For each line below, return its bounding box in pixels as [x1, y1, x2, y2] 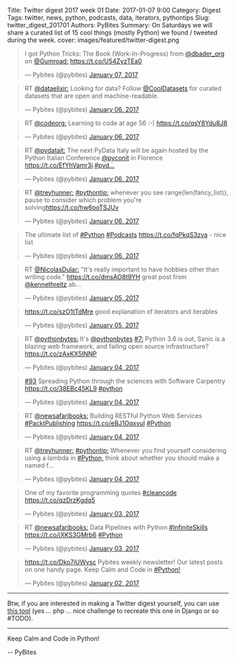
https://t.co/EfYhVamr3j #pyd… [24, 161, 114, 169]
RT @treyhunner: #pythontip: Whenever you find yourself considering [24, 446, 227, 454]
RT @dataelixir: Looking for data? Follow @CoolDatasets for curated [24, 84, 222, 92]
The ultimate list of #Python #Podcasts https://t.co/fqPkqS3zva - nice [24, 231, 227, 238]
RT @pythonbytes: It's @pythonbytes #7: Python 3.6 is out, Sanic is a [24, 335, 225, 343]
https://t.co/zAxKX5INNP [24, 349, 97, 358]
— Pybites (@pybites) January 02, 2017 [24, 579, 140, 587]
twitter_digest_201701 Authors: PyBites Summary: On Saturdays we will [7, 21, 213, 29]
